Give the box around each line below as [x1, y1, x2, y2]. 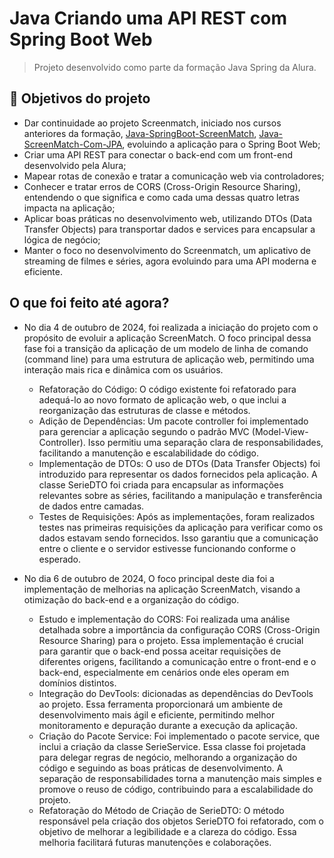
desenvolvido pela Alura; [23, 159, 127, 171]
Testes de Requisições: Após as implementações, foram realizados [38, 510, 316, 522]
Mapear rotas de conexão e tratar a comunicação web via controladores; [23, 170, 325, 182]
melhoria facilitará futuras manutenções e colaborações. [38, 836, 272, 848]
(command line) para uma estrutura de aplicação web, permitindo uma [23, 353, 315, 365]
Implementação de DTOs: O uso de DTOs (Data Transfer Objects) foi [38, 457, 321, 469]
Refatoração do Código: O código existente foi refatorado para [38, 383, 297, 395]
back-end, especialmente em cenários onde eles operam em [38, 666, 290, 678]
